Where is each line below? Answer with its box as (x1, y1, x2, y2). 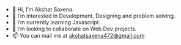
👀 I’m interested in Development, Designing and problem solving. (12, 12, 175, 19)
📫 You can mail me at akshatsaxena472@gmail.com (12, 32, 145, 39)
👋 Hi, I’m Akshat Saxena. (12, 6, 74, 13)
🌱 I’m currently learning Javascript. (12, 19, 101, 26)
